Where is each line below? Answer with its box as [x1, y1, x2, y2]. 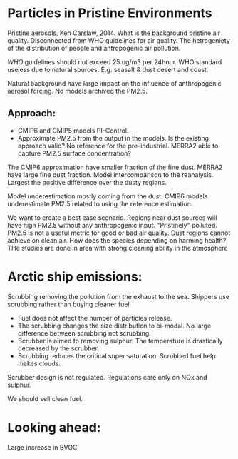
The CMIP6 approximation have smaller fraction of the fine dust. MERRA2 [7, 163, 223, 171]
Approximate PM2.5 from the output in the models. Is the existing [17, 133, 209, 142]
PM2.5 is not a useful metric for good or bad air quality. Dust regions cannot [7, 228, 231, 237]
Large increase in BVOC [7, 443, 78, 451]
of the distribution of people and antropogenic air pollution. [7, 44, 181, 52]
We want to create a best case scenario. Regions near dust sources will [7, 213, 217, 222]
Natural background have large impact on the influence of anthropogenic [7, 79, 222, 87]
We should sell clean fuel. [7, 394, 83, 403]
